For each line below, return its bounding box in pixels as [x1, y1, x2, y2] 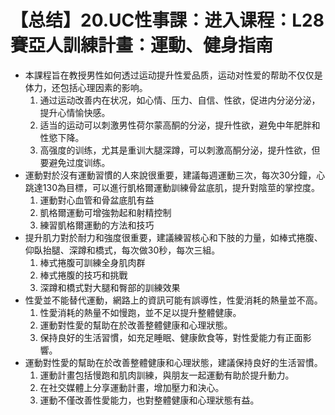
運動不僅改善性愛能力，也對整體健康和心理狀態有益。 [39, 394, 260, 406]
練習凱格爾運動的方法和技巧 [39, 219, 155, 231]
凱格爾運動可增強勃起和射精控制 [39, 206, 172, 218]
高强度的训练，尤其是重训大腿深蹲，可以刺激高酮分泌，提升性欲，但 [39, 144, 321, 156]
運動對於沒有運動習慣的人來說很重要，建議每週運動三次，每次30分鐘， [24, 169, 317, 181]
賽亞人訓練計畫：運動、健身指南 [10, 34, 274, 57]
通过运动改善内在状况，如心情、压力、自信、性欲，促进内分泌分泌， [39, 94, 321, 106]
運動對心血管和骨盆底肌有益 [39, 194, 155, 206]
